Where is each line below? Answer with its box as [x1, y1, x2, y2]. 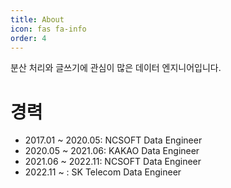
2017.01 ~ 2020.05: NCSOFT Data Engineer [24, 134, 203, 146]
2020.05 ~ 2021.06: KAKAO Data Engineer [24, 145, 200, 157]
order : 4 [10, 33, 47, 43]
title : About [10, 14, 65, 25]
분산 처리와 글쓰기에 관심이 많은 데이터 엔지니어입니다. [10, 62, 222, 74]
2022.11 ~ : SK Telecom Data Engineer [24, 166, 182, 178]
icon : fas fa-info [10, 24, 87, 34]
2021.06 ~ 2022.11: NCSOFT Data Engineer [24, 156, 202, 168]
